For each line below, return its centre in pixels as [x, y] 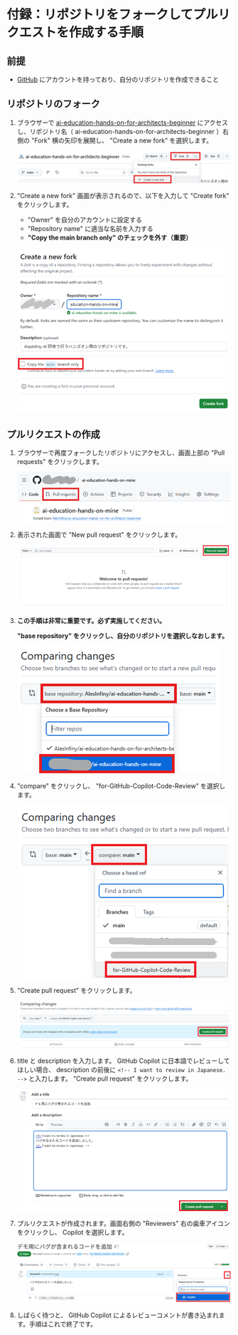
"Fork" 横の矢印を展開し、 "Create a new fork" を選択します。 [122, 140]
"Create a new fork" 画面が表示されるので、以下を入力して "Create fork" [123, 195]
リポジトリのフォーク [53, 104]
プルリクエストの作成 [53, 434]
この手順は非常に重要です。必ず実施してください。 [91, 621]
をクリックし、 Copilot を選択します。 [72, 1232]
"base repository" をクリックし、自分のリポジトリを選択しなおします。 [123, 636]
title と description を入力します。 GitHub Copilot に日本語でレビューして [123, 1061]
